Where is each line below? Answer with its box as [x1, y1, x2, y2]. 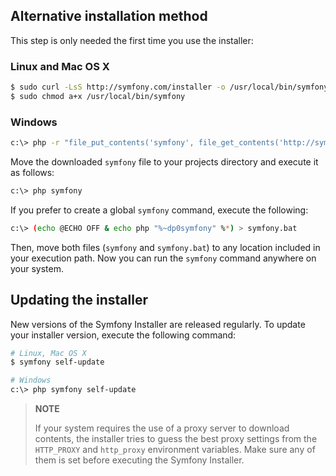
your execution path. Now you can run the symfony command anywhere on [10, 252, 317, 264]
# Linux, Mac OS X [10, 348, 87, 358]
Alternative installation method [10, 8, 208, 25]
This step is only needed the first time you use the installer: [10, 34, 254, 46]
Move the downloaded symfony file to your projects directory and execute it [10, 156, 319, 168]
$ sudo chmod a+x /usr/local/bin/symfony [10, 91, 186, 101]
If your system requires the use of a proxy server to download [34, 422, 290, 434]
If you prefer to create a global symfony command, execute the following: [10, 204, 309, 216]
